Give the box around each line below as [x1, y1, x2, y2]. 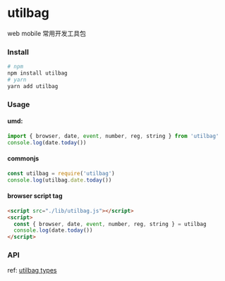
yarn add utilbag [7, 82, 59, 89]
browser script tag [7, 192, 63, 200]
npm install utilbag [7, 70, 68, 77]
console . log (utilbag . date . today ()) [7, 176, 112, 184]
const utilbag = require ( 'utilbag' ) [7, 170, 115, 177]
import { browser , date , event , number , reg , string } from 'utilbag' [7, 132, 219, 139]
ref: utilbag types [7, 266, 57, 275]
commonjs [7, 154, 39, 163]
